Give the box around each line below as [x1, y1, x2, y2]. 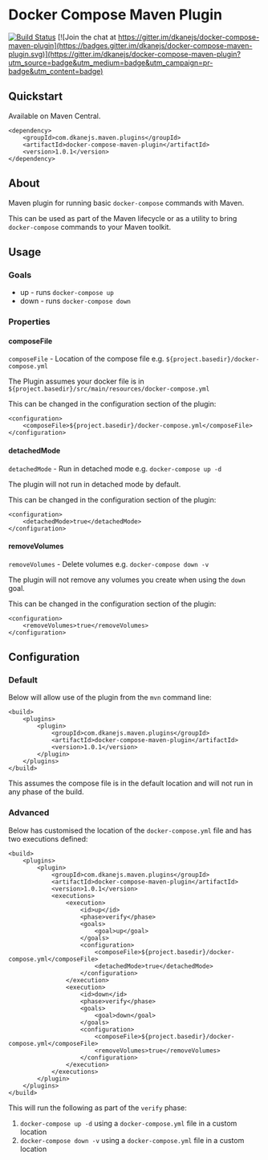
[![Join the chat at [57, 32, 116, 42]
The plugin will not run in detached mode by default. [8, 479, 181, 489]
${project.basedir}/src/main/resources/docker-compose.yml [8, 385, 210, 393]
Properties [8, 316, 51, 327]
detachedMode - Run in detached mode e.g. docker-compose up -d [8, 464, 222, 473]
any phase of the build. [8, 787, 84, 797]
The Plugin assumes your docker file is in [8, 376, 144, 387]
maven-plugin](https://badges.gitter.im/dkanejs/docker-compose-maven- [8, 40, 253, 50]
